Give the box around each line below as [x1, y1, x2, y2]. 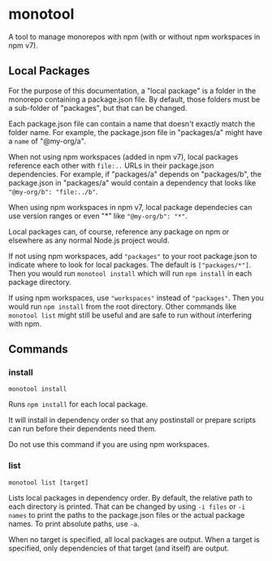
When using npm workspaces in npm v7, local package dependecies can [8, 202, 253, 212]
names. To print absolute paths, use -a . [8, 519, 140, 528]
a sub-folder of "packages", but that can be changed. [8, 103, 188, 112]
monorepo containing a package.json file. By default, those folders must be [8, 94, 261, 104]
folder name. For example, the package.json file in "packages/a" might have [8, 127, 262, 137]
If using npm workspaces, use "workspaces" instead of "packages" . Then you [8, 292, 264, 302]
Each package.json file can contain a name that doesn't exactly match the [8, 119, 256, 129]
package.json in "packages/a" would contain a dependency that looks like [8, 178, 257, 187]
